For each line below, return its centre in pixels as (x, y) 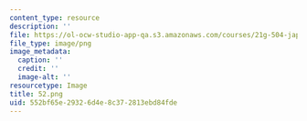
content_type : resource (55, 18)
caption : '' (41, 60)
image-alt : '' (44, 77)
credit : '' (38, 69)
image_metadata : (40, 52)
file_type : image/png (51, 43)
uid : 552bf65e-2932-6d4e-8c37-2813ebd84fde (94, 102)
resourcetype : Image (49, 86)
